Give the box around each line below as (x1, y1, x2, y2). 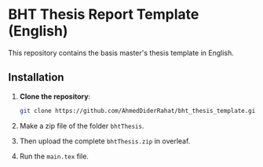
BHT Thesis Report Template (8, 5, 199, 24)
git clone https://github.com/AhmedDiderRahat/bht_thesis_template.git (19, 107, 259, 114)
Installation (8, 71, 64, 84)
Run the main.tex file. (19, 151, 89, 161)
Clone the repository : (19, 92, 91, 101)
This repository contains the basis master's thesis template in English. (8, 48, 234, 57)
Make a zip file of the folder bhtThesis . (19, 121, 144, 130)
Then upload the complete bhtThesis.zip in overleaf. (19, 136, 191, 146)
